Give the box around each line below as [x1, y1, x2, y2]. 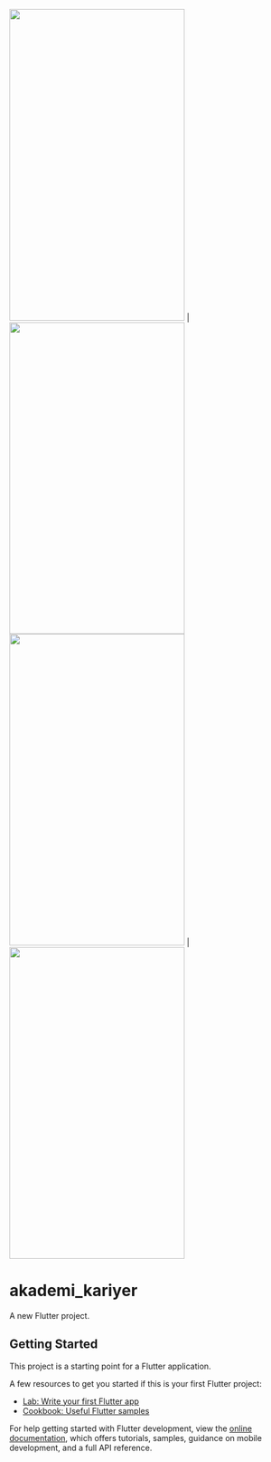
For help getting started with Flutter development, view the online [9, 1423, 253, 1434]
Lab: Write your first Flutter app [22, 1396, 140, 1407]
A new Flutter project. [9, 1310, 90, 1321]
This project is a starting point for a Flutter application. [9, 1360, 211, 1371]
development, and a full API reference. [9, 1442, 153, 1453]
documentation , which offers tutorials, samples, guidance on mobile [9, 1432, 262, 1443]
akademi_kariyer [9, 1281, 138, 1301]
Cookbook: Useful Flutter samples [22, 1405, 150, 1416]
